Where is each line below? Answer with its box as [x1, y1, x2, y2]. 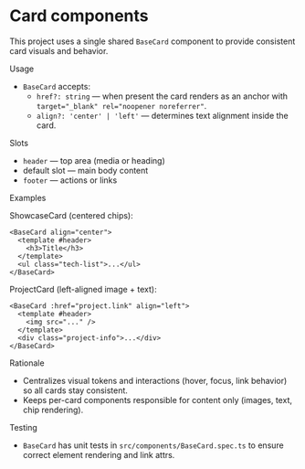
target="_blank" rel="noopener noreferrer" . [36, 100, 207, 111]
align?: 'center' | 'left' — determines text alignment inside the [36, 110, 289, 121]
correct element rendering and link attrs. [22, 449, 175, 460]
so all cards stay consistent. [22, 385, 128, 396]
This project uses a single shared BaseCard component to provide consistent [9, 36, 296, 47]
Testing [9, 421, 38, 432]
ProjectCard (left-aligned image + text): [9, 283, 157, 294]
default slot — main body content [22, 165, 149, 176]
